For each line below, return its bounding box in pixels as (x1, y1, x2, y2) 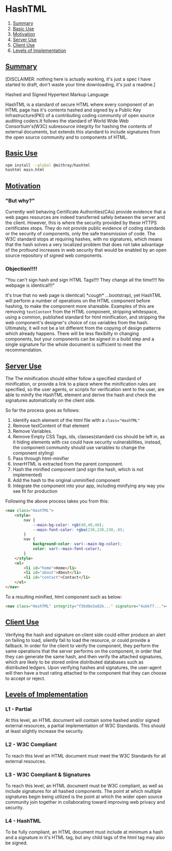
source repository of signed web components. (5, 252, 103, 258)
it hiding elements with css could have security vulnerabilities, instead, (12, 439, 162, 445)
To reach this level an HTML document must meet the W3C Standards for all (5, 752, 166, 758)
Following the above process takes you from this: (5, 498, 109, 504)
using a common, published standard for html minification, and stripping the (5, 314, 165, 320)
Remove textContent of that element (12, 422, 90, 429)
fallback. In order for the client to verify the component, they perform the (5, 642, 159, 649)
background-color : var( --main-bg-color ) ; (32, 542, 123, 547)
